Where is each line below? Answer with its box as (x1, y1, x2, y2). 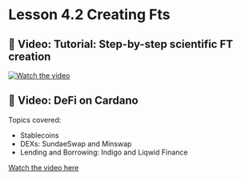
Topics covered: (8, 115, 62, 124)
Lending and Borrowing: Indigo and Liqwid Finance (19, 147, 188, 157)
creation (8, 49, 51, 63)
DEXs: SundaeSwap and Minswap (19, 139, 132, 148)
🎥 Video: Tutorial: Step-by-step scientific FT (8, 37, 234, 51)
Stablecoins (19, 130, 59, 140)
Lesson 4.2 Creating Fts (8, 6, 171, 24)
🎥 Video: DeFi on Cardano (8, 94, 139, 108)
